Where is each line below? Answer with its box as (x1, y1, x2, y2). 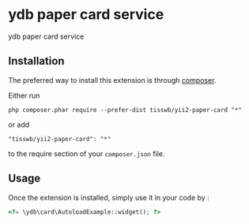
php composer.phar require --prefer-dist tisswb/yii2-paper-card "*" (8, 106, 243, 114)
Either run (8, 91, 40, 100)
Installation (8, 54, 65, 68)
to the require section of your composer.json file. (8, 148, 165, 159)
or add (8, 120, 30, 129)
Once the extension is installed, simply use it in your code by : (8, 192, 209, 202)
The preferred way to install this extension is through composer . (8, 75, 217, 84)
